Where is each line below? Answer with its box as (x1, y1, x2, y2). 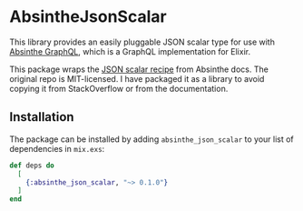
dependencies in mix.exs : (9, 143, 105, 154)
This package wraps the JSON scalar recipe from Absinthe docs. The (9, 64, 269, 75)
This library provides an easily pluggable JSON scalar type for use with (9, 36, 275, 47)
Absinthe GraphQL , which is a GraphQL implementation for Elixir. (9, 45, 251, 56)
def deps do (9, 161, 54, 170)
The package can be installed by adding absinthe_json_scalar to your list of (9, 134, 295, 145)
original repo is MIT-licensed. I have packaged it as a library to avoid (9, 73, 265, 84)
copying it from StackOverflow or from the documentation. (9, 83, 229, 94)
